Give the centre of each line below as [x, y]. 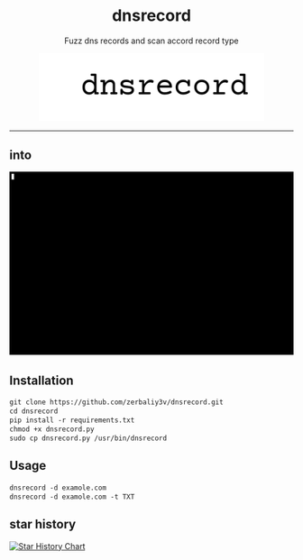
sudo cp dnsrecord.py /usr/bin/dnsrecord [88, 438]
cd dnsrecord [34, 411]
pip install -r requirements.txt [72, 420]
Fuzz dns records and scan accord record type [151, 41]
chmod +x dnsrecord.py [52, 429]
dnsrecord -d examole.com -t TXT [72, 497]
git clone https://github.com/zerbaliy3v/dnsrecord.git [116, 402]
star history [43, 524]
